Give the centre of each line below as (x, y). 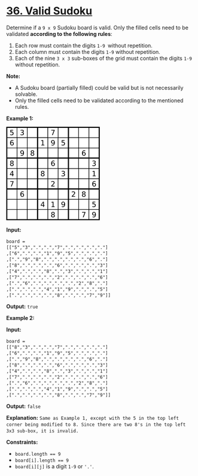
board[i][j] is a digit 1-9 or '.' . (54, 466)
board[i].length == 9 (42, 460)
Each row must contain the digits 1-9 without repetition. (83, 45)
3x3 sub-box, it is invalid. (42, 431)
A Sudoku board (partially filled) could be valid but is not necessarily (99, 87)
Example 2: (20, 318)
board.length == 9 (38, 454)
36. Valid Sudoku (49, 11)
